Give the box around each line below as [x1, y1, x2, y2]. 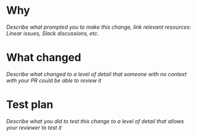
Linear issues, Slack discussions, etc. [6, 29, 99, 36]
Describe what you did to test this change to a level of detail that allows [6, 117, 184, 124]
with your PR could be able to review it [6, 77, 102, 84]
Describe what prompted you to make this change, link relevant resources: [6, 23, 191, 31]
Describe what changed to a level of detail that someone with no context [6, 70, 187, 78]
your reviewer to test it [6, 124, 62, 131]
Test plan [6, 98, 53, 111]
